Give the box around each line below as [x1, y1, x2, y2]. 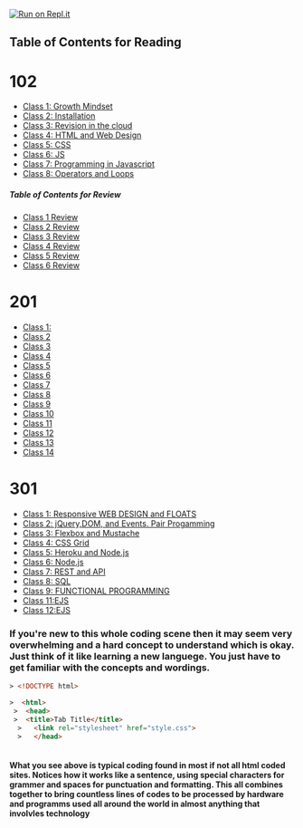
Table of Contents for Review [9, 188, 121, 199]
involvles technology [9, 808, 90, 819]
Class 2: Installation [22, 111, 96, 121]
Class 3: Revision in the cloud [22, 120, 133, 131]
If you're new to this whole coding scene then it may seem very [9, 628, 293, 640]
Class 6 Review [22, 260, 80, 271]
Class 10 [22, 409, 54, 419]
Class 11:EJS [22, 595, 70, 606]
